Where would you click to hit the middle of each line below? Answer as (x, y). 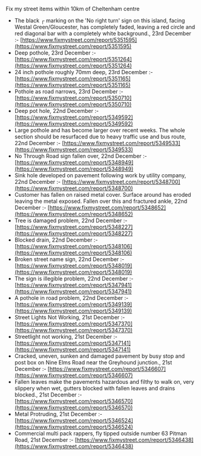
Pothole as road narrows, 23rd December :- (69, 91)
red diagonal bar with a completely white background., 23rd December (103, 33)
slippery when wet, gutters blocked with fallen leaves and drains (95, 388)
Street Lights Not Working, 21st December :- (70, 317)
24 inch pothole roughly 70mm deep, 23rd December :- (84, 72)
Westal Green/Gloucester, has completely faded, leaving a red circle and (105, 27)
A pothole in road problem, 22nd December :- (71, 298)
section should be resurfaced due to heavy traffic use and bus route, (100, 137)
